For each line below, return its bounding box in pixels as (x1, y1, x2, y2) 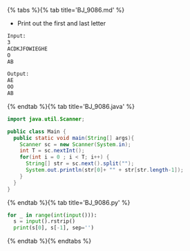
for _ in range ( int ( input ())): (7, 212, 97, 219)
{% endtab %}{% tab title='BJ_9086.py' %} (7, 198, 131, 206)
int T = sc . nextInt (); (19, 148, 85, 154)
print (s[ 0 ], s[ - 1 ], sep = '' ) (13, 224, 95, 232)
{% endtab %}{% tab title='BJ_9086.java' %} (7, 102, 135, 110)
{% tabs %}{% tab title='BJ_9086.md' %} (7, 6, 125, 14)
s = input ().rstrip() (13, 218, 76, 225)
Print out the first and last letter (17, 19, 106, 27)
